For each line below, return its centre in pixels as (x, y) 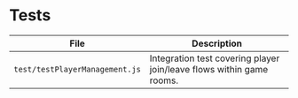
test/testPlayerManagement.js (78, 69)
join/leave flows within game (209, 69)
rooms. (164, 80)
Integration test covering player (215, 58)
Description (217, 43)
